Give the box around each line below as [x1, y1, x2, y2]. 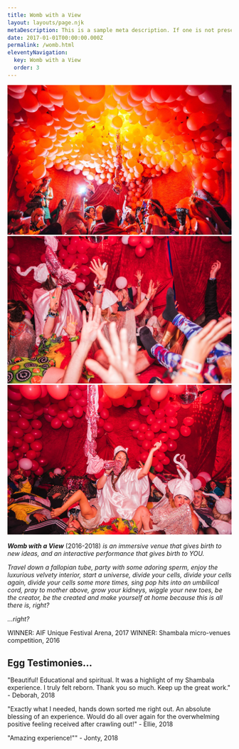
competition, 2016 [7, 636, 60, 645]
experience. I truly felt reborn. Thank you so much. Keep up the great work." [7, 683, 231, 692]
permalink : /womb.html [7, 41, 75, 49]
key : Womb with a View [14, 57, 81, 64]
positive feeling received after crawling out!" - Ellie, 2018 [7, 720, 174, 728]
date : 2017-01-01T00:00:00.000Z [7, 34, 103, 41]
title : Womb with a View [7, 11, 81, 19]
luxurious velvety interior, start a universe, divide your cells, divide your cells [7, 571, 232, 579]
